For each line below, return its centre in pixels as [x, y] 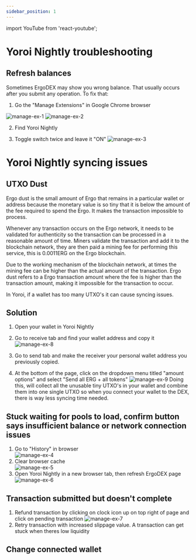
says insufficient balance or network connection [97, 426]
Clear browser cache [40, 461]
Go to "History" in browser [47, 449]
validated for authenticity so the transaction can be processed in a [86, 234]
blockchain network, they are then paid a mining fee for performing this [92, 247]
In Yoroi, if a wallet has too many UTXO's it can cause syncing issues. [90, 294]
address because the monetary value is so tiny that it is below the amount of [98, 204]
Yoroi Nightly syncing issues [77, 162]
